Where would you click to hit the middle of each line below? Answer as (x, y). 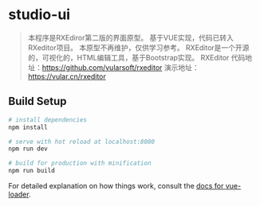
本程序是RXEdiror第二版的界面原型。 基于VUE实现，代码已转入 (130, 37)
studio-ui (39, 15)
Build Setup (37, 101)
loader (19, 194)
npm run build (32, 171)
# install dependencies (48, 120)
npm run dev (28, 149)
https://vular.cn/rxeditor (67, 76)
